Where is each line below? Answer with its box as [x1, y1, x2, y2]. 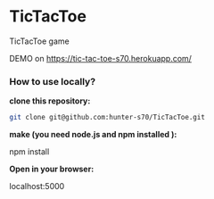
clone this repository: [9, 95, 91, 106]
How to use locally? [9, 75, 96, 87]
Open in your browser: [9, 163, 95, 175]
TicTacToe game [9, 36, 70, 46]
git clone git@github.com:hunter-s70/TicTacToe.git [9, 113, 205, 122]
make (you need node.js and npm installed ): [9, 129, 177, 140]
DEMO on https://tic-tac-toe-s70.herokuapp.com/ [9, 53, 192, 63]
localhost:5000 [9, 181, 65, 192]
